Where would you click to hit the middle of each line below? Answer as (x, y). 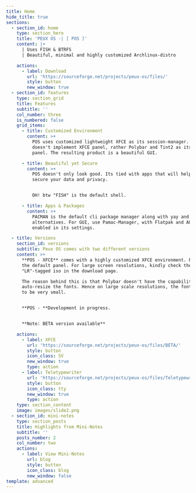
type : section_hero (40, 33)
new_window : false (49, 476)
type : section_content (44, 405)
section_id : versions (43, 244)
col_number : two (36, 443)
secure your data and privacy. (70, 180)
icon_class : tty (47, 389)
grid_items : (31, 126)
